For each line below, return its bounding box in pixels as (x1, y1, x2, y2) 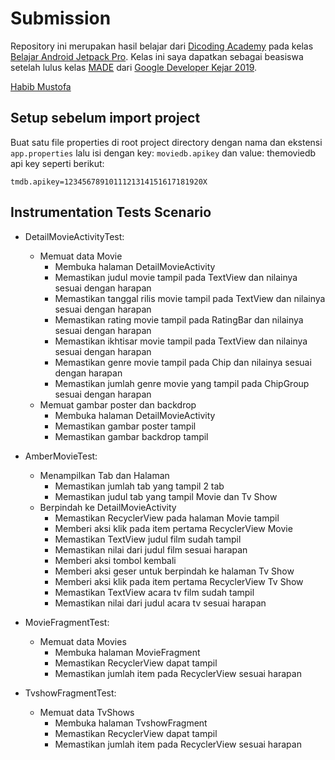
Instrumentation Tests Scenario (10, 204, 212, 221)
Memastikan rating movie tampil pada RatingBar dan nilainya (54, 313, 304, 326)
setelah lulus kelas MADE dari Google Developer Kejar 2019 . (10, 61, 258, 73)
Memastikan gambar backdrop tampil (54, 430, 209, 442)
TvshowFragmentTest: (24, 687, 117, 699)
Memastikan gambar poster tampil (54, 420, 197, 432)
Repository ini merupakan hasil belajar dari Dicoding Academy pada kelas (10, 40, 314, 52)
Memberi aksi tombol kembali (54, 554, 177, 566)
